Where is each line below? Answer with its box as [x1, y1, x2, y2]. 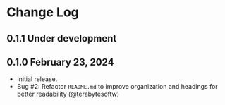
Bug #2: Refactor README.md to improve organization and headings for [16, 82, 218, 91]
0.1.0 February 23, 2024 [6, 56, 114, 68]
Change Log [6, 4, 79, 20]
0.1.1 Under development [6, 32, 117, 44]
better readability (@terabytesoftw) [16, 89, 120, 99]
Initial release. [16, 75, 58, 83]
